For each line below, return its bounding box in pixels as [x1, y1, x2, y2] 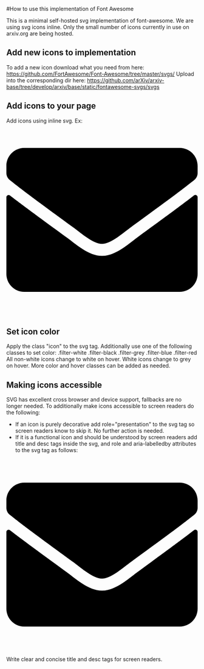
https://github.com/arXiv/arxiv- [87, 76, 165, 84]
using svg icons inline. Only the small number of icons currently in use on [6, 24, 189, 30]
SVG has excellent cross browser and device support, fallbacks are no [6, 396, 182, 403]
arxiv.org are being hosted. [6, 30, 74, 37]
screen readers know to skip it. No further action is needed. [15, 427, 165, 434]
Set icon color [6, 327, 60, 337]
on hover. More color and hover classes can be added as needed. [6, 362, 171, 369]
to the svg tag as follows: [15, 447, 78, 454]
